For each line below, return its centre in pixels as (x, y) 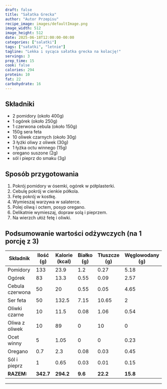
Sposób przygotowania (42, 174)
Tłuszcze (109, 256)
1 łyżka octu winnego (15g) (40, 148)
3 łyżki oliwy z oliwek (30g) (40, 142)
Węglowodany (142, 256)
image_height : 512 (24, 33)
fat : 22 (13, 79)
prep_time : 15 (20, 61)
